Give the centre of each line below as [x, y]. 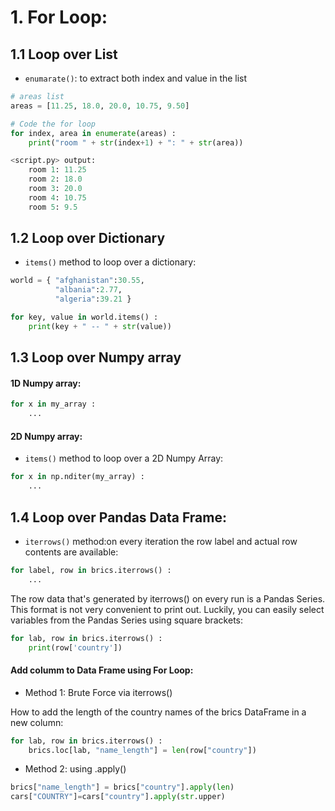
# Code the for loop [53, 124]
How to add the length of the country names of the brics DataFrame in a [158, 712]
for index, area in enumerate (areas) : [93, 133]
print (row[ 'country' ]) [75, 647]
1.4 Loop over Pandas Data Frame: [118, 517]
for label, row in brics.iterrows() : [91, 570]
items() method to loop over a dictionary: [110, 262]
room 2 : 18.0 [55, 179]
